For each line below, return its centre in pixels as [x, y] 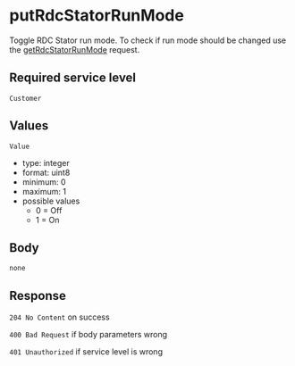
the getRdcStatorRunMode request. [75, 49]
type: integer [46, 162]
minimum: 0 [44, 182]
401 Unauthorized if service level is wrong [86, 352]
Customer [25, 98]
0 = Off [49, 210]
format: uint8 [46, 172]
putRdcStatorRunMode [97, 16]
